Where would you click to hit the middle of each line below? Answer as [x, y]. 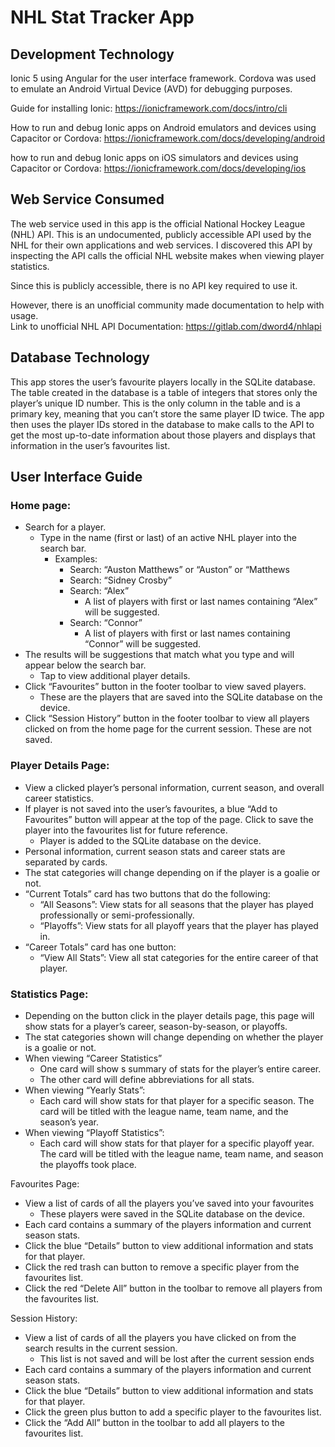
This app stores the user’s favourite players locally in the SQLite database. [163, 382]
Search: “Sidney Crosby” [121, 580]
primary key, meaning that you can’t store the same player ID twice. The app [167, 413]
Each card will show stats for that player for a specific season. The [177, 1100]
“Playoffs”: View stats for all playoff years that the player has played [179, 925]
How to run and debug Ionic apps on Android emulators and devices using [163, 127]
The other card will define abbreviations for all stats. [147, 1079]
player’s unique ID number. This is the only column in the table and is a [155, 403]
